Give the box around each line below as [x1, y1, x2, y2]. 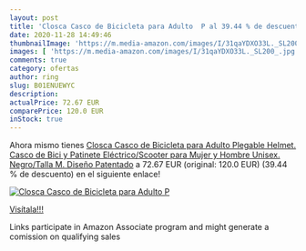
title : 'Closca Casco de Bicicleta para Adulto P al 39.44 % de [9, 22, 262, 31]
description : [9, 89, 59, 98]
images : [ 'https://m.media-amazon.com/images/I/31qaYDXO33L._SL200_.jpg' [9, 47, 300, 56]
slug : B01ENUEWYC [9, 81, 76, 90]
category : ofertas [9, 65, 79, 74]
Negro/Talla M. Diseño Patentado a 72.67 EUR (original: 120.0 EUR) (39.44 [9, 159, 288, 170]
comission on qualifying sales [9, 231, 121, 242]
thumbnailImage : [9, 38, 71, 48]
